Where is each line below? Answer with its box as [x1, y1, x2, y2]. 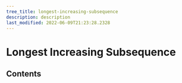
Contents [6, 69, 42, 79]
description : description [6, 14, 70, 20]
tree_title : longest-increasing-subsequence [6, 8, 118, 15]
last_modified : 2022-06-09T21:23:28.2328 [6, 20, 111, 25]
